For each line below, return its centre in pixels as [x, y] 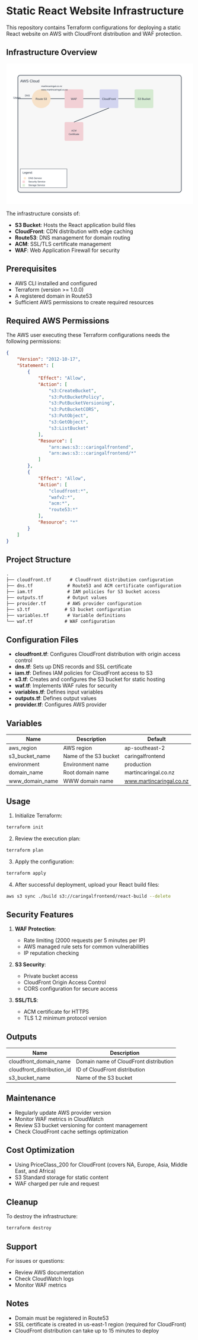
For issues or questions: [36, 1261]
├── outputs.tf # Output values [57, 598]
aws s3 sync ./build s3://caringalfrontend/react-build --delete [88, 896]
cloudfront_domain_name [40, 1061]
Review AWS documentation [49, 1272]
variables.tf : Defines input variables [59, 692]
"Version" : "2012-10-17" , [49, 360]
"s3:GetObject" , [68, 422]
